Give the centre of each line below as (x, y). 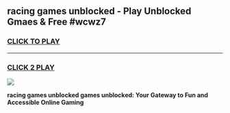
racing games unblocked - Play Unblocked (99, 11)
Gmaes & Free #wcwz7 (56, 22)
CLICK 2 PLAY (31, 67)
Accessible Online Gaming (46, 102)
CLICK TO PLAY (34, 42)
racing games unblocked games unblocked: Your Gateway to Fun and (108, 95)
